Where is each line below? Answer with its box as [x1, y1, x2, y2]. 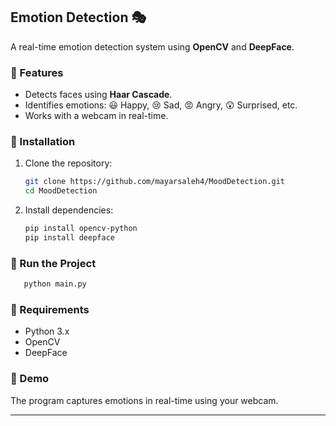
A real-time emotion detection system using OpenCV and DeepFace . [10, 40, 295, 53]
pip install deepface [24, 233, 115, 243]
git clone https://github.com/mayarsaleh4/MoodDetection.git [24, 177, 286, 187]
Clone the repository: [24, 157, 113, 169]
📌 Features [10, 65, 64, 79]
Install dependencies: [24, 204, 114, 216]
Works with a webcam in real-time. [24, 110, 169, 122]
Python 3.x [24, 325, 70, 338]
